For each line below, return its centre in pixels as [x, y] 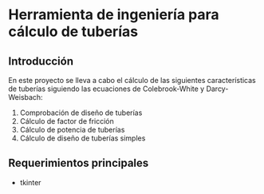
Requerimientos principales [79, 163]
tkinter [30, 182]
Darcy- [217, 89]
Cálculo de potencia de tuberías [72, 130]
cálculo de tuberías [73, 32]
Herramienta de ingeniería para [114, 15]
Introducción [41, 61]
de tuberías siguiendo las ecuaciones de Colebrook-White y [106, 89]
